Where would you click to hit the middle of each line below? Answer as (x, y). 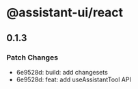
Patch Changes (32, 58)
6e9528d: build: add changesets (62, 72)
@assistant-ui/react (65, 13)
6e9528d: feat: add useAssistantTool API (73, 79)
